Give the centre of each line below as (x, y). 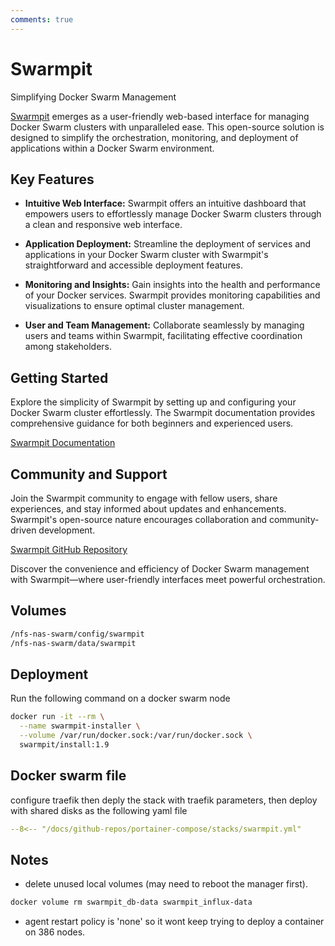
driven (23, 530)
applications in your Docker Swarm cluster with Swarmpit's (146, 255)
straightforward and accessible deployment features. (134, 265)
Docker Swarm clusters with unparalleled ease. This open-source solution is (167, 127)
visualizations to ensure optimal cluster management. (134, 306)
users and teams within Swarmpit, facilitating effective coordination (163, 336)
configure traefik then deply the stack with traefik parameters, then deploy (164, 800)
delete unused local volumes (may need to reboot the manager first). (166, 884)
